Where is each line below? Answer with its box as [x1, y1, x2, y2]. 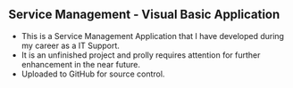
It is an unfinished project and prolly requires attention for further [21, 49, 261, 60]
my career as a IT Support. [21, 40, 120, 51]
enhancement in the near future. [21, 59, 140, 69]
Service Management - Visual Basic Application [8, 7, 280, 22]
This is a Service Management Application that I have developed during [21, 30, 285, 41]
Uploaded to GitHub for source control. [21, 68, 165, 79]
